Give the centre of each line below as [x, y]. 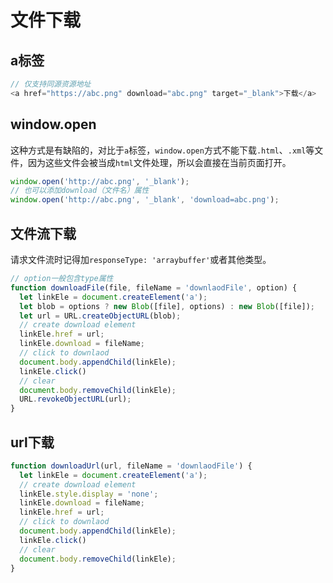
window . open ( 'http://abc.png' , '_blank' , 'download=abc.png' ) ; [145, 200]
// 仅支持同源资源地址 [51, 84]
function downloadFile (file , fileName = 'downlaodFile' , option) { [154, 287]
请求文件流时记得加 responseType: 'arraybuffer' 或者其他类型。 [141, 259]
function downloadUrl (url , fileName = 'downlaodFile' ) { [131, 466]
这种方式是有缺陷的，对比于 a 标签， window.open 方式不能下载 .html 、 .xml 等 [162, 150]
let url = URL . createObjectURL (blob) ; [100, 316]
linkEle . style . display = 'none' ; [89, 494]
